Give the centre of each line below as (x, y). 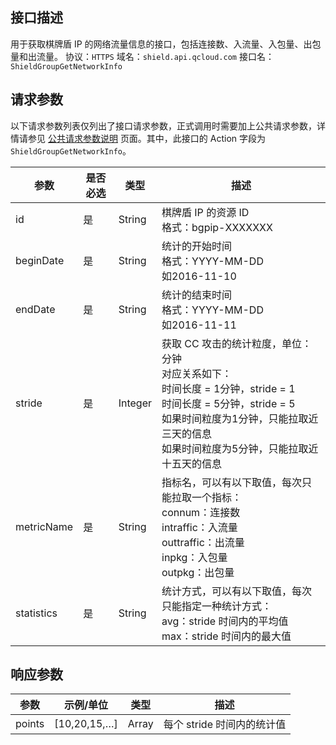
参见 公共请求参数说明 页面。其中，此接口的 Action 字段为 (147, 138)
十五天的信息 (192, 463)
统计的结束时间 (197, 295)
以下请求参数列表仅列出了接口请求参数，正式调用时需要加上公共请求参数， (163, 125)
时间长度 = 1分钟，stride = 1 (228, 388)
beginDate (40, 260)
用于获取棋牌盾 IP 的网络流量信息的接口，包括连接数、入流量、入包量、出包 (166, 44)
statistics (36, 613)
